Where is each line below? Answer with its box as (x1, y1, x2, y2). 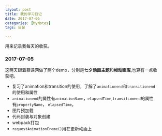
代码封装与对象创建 (12, 114, 51, 120)
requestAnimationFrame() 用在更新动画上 (12, 126, 92, 132)
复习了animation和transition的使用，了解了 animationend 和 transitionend (12, 83, 156, 90)
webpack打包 (12, 120, 39, 126)
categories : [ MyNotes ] (5, 20, 51, 26)
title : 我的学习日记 (5, 12, 42, 16)
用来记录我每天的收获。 (5, 43, 52, 49)
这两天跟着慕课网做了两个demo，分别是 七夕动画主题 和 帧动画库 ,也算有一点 (5, 67, 153, 73)
